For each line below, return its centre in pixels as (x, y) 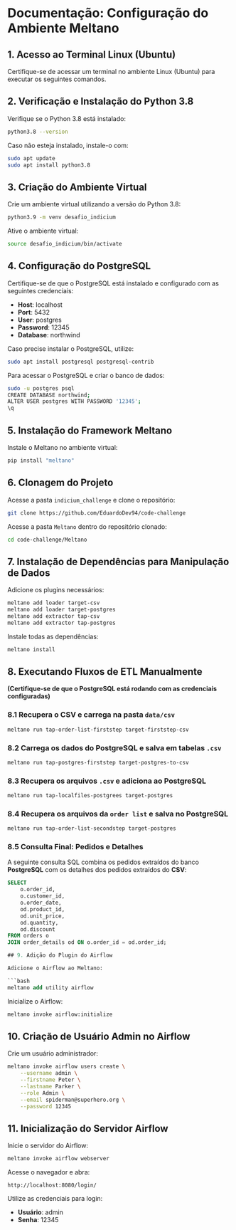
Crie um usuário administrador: (53, 1053)
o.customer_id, (43, 896)
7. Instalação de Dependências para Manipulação (118, 561)
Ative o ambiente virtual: (43, 231)
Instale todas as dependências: (53, 636)
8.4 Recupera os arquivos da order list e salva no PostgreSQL (118, 814)
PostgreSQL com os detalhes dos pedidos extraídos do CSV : (97, 870)
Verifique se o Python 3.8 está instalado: (67, 118)
